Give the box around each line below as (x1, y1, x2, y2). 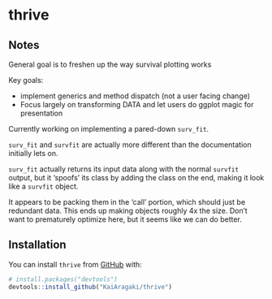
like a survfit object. (8, 181, 79, 191)
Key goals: (8, 76, 44, 84)
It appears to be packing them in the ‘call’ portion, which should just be (8, 197, 246, 206)
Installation (8, 238, 67, 252)
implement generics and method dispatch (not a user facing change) (19, 91, 250, 101)
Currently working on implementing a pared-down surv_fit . (8, 124, 209, 133)
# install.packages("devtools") (8, 275, 118, 284)
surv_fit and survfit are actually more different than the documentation (8, 140, 252, 149)
